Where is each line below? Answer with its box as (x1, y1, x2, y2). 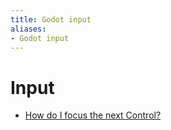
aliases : (10, 24, 47, 34)
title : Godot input (10, 14, 92, 25)
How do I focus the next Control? (24, 109, 162, 121)
